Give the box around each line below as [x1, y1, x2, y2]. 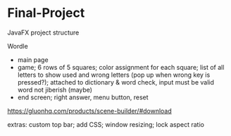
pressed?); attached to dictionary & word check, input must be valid [17, 78, 215, 86]
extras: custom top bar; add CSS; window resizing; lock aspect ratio [7, 120, 204, 128]
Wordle [7, 42, 28, 50]
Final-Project [7, 5, 85, 21]
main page [17, 55, 49, 64]
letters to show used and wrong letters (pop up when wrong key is [17, 70, 211, 79]
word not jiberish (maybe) [17, 85, 93, 94]
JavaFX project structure [7, 28, 80, 37]
